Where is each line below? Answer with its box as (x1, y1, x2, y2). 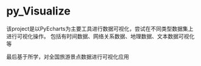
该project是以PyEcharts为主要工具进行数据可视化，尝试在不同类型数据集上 (6, 25, 194, 32)
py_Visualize (6, 4, 71, 18)
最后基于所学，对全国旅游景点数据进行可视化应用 (6, 53, 129, 60)
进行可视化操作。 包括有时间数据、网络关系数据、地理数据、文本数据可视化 (6, 32, 195, 40)
